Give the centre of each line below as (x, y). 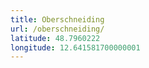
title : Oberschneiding (57, 19)
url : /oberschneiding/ (57, 29)
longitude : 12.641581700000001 (75, 47)
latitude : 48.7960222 (55, 38)
